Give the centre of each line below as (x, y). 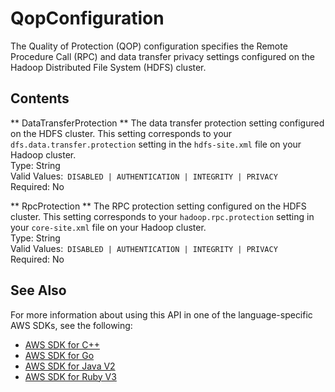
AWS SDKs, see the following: (71, 325)
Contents (40, 98)
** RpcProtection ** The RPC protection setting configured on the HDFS (158, 206)
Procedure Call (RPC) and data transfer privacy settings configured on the (162, 56)
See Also (38, 290)
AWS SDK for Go (59, 355)
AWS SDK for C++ (62, 344)
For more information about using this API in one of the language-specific (161, 314)
